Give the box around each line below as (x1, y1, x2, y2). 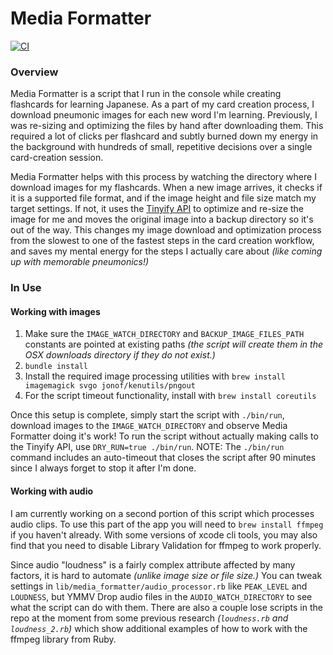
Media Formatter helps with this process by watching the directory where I (10, 171, 317, 183)
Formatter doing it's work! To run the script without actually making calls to (10, 430, 319, 442)
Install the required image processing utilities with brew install (24, 370, 286, 382)
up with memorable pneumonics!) (10, 256, 150, 268)
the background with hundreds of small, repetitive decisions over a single (10, 141, 313, 153)
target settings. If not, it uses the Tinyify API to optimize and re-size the (10, 203, 305, 215)
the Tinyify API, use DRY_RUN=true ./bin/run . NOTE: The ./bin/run (10, 441, 285, 453)
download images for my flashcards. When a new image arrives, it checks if (10, 182, 323, 194)
